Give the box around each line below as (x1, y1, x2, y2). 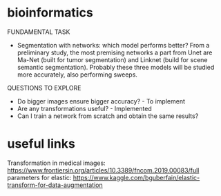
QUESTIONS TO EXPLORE (7, 84, 81, 92)
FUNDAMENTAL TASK (7, 28, 70, 36)
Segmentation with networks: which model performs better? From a (17, 41, 210, 49)
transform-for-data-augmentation (7, 181, 104, 189)
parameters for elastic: (7, 173, 72, 182)
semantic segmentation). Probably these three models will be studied (17, 63, 215, 71)
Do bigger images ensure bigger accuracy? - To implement (17, 97, 185, 105)
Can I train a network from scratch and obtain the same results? (17, 112, 199, 120)
